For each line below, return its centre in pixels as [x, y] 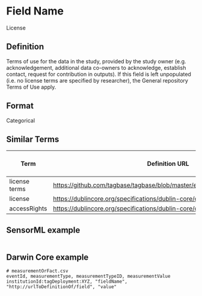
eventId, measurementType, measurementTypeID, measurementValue [88, 276]
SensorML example [43, 230]
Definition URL [168, 164]
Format [20, 106]
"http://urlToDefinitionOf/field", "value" [62, 287]
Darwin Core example [47, 257]
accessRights [28, 209]
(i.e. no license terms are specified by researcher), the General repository [97, 80]
